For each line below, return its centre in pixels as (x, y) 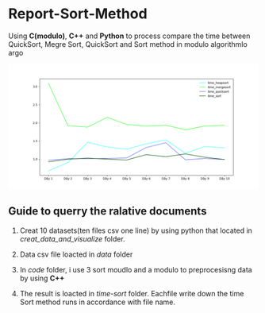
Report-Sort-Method (78, 14)
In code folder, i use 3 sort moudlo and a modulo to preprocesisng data (136, 269)
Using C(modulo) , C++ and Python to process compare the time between (129, 36)
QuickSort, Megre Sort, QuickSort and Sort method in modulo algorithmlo (128, 44)
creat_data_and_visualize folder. (72, 238)
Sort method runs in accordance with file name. (98, 302)
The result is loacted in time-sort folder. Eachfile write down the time (132, 293)
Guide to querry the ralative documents (108, 211)
